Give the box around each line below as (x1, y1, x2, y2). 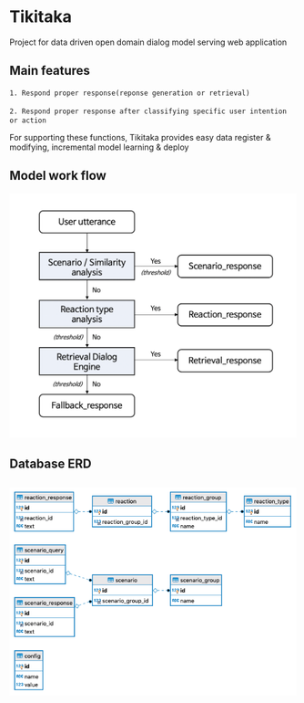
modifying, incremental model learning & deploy (9, 142, 189, 152)
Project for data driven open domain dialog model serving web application (9, 37, 288, 47)
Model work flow (9, 168, 106, 184)
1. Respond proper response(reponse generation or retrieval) (9, 89, 250, 98)
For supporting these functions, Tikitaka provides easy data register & (9, 131, 271, 142)
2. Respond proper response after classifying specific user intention (9, 107, 287, 116)
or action (9, 116, 47, 125)
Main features (9, 63, 91, 79)
